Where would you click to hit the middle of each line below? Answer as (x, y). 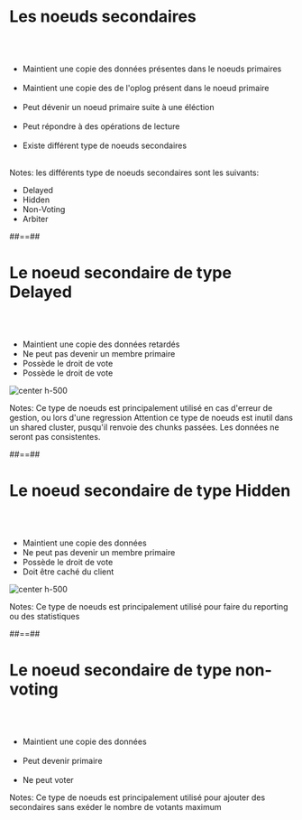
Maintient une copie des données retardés (101, 344)
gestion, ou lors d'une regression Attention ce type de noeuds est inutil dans (151, 417)
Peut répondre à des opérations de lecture (101, 126)
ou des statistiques (45, 616)
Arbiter (35, 219)
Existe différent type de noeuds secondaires (105, 145)
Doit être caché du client (68, 572)
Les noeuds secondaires (103, 17)
